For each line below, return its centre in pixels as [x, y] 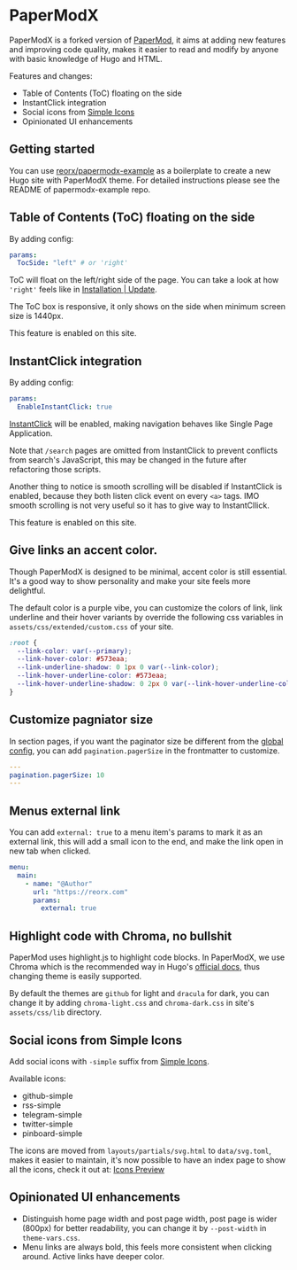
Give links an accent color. [83, 550]
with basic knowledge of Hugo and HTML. [86, 58]
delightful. [27, 590]
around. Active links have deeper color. [93, 1256]
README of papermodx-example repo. [80, 189]
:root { [23, 643]
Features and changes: [51, 75]
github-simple [47, 1095]
